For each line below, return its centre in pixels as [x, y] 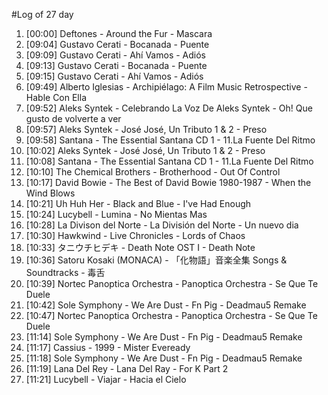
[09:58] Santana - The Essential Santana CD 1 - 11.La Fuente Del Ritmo [170, 140]
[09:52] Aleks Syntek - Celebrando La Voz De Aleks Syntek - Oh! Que [169, 108]
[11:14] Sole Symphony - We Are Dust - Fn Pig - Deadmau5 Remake [164, 337]
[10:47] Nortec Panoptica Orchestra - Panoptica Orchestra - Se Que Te [171, 315]
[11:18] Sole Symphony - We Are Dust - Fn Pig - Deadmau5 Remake [164, 358]
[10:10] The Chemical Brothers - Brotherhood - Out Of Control [153, 172]
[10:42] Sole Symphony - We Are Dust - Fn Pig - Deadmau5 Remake [166, 305]
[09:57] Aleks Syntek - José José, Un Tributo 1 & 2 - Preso [146, 129]
